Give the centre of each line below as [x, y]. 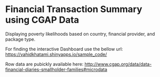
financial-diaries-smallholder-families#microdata [56, 69]
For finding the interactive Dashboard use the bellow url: [64, 49]
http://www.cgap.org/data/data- [118, 64]
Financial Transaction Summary [74, 9]
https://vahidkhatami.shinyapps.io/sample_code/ [56, 54]
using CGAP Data [42, 20]
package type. [20, 39]
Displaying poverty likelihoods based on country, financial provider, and [80, 34]
